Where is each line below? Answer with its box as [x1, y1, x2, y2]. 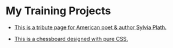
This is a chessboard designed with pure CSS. [14, 35, 128, 42]
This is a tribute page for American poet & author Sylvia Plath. [14, 24, 167, 31]
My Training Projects [5, 4, 111, 18]
